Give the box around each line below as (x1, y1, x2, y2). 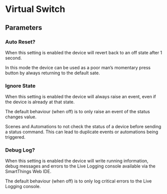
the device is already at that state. (5, 99, 75, 105)
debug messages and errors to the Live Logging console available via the (5, 163, 156, 169)
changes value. (5, 114, 37, 120)
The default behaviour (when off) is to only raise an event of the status (5, 109, 151, 115)
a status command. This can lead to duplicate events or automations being (5, 129, 159, 135)
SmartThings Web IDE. (5, 169, 51, 175)
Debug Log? (5, 147, 35, 154)
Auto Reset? (5, 38, 36, 45)
